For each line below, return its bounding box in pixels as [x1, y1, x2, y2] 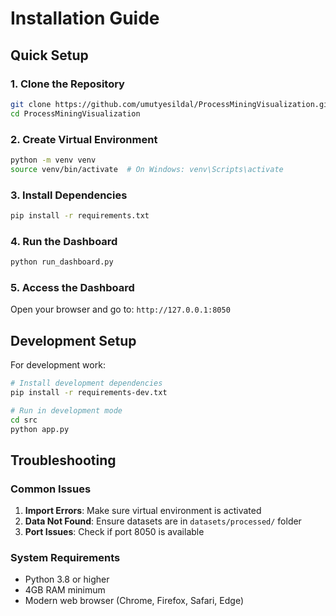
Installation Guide [10, 7, 160, 30]
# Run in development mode [10, 405, 123, 416]
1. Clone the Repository [10, 77, 125, 91]
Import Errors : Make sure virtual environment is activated [24, 505, 262, 517]
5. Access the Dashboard [10, 280, 135, 294]
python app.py [10, 424, 70, 434]
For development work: [10, 359, 106, 371]
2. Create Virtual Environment [10, 132, 158, 146]
